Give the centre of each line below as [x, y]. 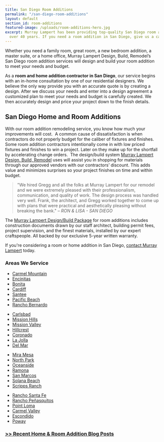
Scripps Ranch [27, 385]
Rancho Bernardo [30, 304]
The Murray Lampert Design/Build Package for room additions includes [77, 220]
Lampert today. [20, 250]
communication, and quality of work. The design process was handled [88, 195]
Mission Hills [25, 319]
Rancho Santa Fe [29, 395]
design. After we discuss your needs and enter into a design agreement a [79, 91]
